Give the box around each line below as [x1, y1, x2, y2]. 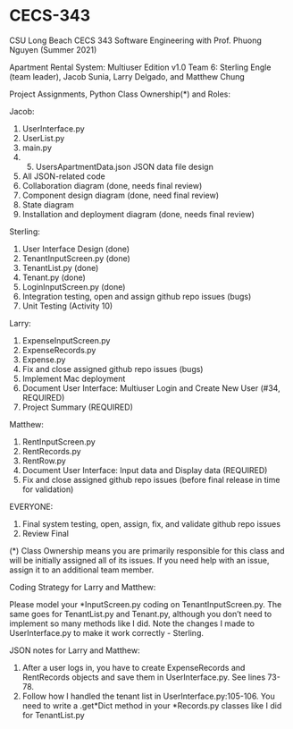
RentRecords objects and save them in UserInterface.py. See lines [21, 672, 266, 682]
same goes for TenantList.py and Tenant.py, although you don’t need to [9, 608, 272, 619]
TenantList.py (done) [21, 262, 99, 273]
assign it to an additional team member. [9, 564, 155, 575]
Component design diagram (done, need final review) [21, 190, 220, 200]
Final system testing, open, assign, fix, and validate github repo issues [21, 518, 281, 529]
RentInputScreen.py [21, 436, 96, 447]
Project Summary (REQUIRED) [21, 402, 134, 412]
